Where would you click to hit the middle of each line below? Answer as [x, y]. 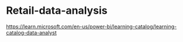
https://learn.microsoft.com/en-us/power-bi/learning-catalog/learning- [91, 26]
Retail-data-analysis [57, 11]
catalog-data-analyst [31, 32]
